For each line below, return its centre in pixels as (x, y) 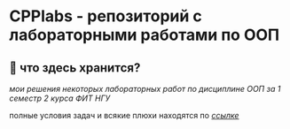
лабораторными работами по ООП (145, 35)
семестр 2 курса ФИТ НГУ (60, 98)
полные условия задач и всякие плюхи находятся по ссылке (124, 115)
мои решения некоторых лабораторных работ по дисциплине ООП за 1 (145, 89)
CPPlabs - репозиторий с (106, 16)
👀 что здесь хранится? (75, 68)
